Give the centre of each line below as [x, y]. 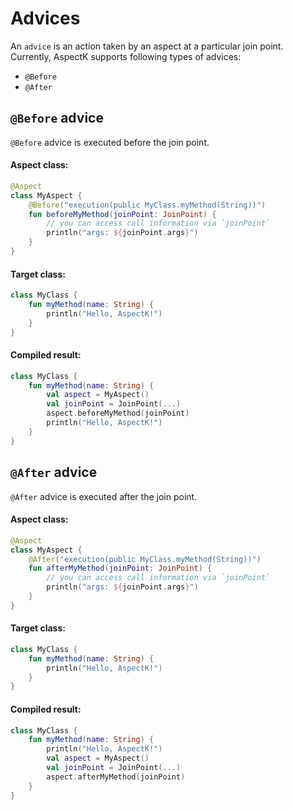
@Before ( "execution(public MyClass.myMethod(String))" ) [147, 205]
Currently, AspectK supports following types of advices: [126, 56]
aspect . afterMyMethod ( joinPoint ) [116, 777]
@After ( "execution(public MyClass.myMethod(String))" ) [145, 559]
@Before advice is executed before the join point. [110, 142]
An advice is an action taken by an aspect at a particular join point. [147, 46]
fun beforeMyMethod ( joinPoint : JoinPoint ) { [122, 214]
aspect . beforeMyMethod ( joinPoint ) [118, 413]
